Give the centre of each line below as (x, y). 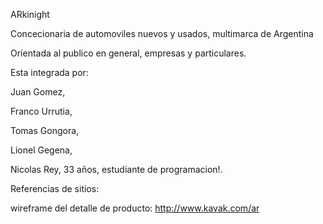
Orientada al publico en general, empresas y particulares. (128, 53)
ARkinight (30, 14)
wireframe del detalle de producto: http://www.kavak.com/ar (135, 208)
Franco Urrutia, (41, 111)
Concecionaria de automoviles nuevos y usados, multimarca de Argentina (162, 33)
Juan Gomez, (38, 92)
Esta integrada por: (49, 72)
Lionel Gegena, (41, 150)
